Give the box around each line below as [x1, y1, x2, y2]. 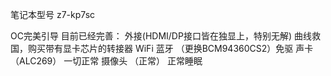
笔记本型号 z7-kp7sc [10, 9, 96, 20]
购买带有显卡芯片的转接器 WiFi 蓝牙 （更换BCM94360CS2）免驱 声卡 [27, 43, 314, 54]
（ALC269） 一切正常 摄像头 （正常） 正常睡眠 [10, 55, 203, 67]
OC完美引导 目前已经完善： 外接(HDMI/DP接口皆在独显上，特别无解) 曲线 [10, 30, 312, 42]
